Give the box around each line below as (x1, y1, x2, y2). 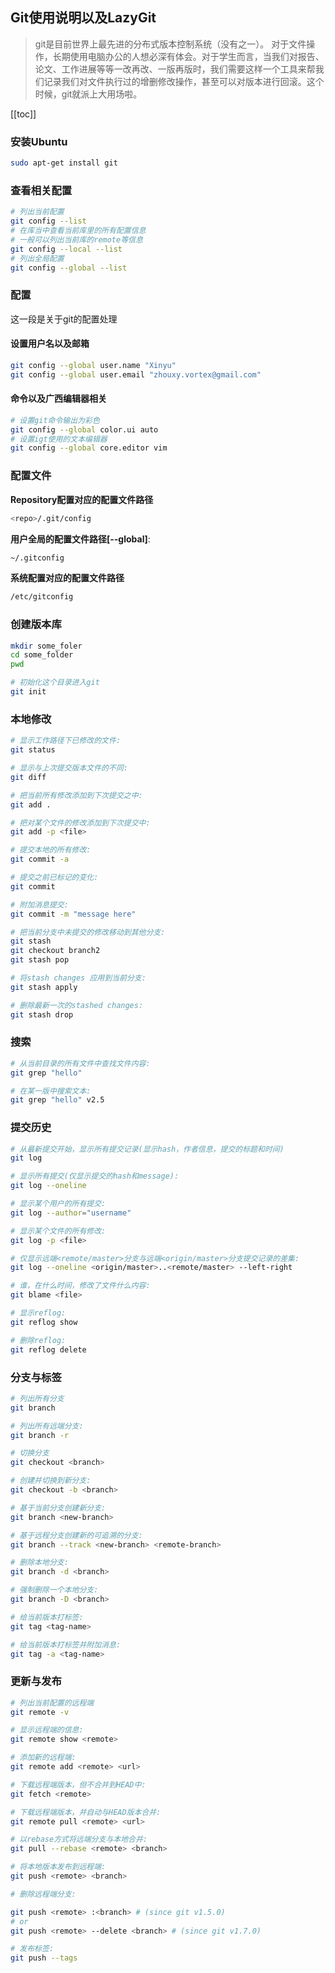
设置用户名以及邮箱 (10, 338, 90, 350)
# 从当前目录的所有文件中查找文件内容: (10, 1058, 151, 1068)
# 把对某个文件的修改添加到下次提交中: (10, 818, 151, 828)
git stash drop (10, 1009, 74, 1020)
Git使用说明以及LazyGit (10, 9, 157, 27)
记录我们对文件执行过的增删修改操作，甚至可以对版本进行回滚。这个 (43, 75, 325, 87)
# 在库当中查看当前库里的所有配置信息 (10, 226, 147, 236)
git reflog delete (10, 1344, 87, 1355)
